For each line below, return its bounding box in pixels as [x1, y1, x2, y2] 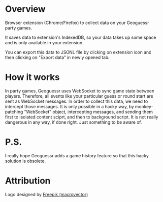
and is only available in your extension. [5, 39, 84, 45]
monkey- [135, 103, 154, 109]
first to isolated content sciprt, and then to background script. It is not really [5, 114, 159, 120]
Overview [5, 3, 46, 15]
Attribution [5, 175, 51, 186]
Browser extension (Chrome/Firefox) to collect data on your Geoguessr [5, 20, 149, 26]
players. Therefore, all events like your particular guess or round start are [5, 93, 154, 99]
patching [5, 109, 23, 115]
